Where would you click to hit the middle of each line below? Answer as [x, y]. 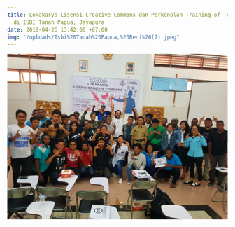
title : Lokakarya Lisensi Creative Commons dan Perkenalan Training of [114, 15]
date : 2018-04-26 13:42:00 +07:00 [58, 29]
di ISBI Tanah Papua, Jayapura [59, 22]
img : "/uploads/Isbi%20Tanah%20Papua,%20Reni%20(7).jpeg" [93, 37]
